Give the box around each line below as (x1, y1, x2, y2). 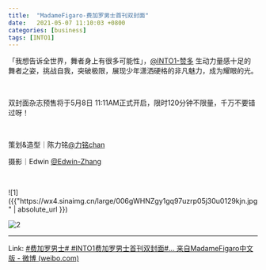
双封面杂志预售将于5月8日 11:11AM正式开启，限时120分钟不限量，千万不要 (8, 98, 249, 107)
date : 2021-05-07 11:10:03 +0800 (8, 19, 126, 27)
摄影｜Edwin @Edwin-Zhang (8, 157, 101, 167)
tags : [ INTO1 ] (8, 33, 55, 42)
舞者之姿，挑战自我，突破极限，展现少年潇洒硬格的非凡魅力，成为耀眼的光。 (8, 66, 258, 76)
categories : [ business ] (8, 26, 87, 34)
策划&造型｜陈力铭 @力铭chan (8, 140, 105, 150)
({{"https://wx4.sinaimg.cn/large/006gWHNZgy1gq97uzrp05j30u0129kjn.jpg (8, 197, 258, 206)
